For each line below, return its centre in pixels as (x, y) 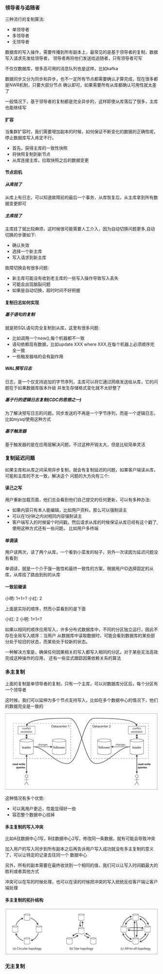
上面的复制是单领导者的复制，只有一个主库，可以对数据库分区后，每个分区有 (81, 683)
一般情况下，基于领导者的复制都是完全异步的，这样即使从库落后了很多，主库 (81, 101)
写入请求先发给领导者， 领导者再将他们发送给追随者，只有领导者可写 (73, 58)
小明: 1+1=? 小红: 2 (24, 599)
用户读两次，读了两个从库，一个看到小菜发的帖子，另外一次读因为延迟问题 (79, 552)
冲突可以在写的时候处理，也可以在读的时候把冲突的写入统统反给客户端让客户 (81, 882)
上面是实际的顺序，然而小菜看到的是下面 (45, 609)
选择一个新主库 (27, 252)
